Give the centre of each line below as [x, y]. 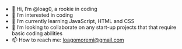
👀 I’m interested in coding [42, 15]
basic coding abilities [37, 33]
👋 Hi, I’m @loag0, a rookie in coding [54, 9]
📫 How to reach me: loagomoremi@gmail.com [68, 40]
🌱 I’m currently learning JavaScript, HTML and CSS [73, 21]
